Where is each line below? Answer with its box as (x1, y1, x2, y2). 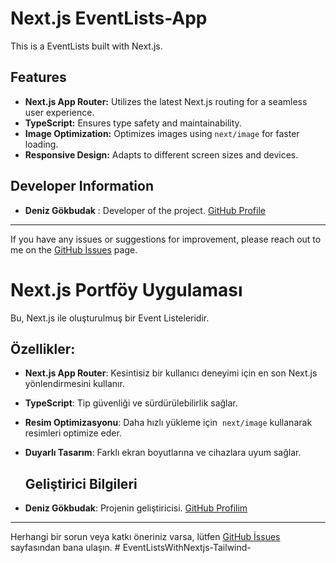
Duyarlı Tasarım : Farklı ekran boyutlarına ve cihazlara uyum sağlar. (24, 447, 302, 459)
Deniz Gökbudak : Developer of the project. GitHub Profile (24, 204, 266, 216)
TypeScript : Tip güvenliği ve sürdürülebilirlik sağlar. (24, 397, 238, 409)
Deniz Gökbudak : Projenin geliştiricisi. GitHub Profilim (24, 502, 248, 514)
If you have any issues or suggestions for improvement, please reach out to (10, 233, 322, 245)
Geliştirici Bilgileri (24, 475, 138, 492)
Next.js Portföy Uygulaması (10, 278, 243, 301)
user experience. (24, 106, 95, 118)
